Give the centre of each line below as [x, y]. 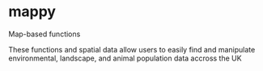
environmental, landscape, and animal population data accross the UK [125, 58]
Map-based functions [45, 34]
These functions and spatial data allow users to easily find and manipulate [132, 49]
